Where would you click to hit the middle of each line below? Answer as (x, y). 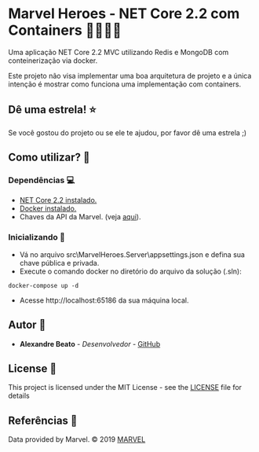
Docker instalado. (48, 208)
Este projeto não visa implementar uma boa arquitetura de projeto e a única (130, 75)
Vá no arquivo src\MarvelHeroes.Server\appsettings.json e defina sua (132, 254)
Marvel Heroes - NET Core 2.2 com (124, 14)
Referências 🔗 (43, 420)
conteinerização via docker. (53, 61)
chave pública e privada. (59, 263)
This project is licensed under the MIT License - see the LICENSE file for (125, 388)
